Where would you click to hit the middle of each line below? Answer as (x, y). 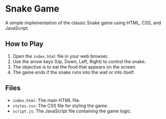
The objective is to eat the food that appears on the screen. (74, 67)
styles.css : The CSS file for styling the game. (60, 105)
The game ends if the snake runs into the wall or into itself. (74, 72)
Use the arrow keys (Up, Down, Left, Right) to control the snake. (79, 62)
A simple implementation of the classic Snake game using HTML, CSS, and (83, 23)
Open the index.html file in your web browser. (60, 56)
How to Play (25, 44)
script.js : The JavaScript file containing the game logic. (72, 111)
